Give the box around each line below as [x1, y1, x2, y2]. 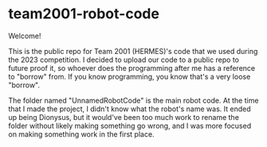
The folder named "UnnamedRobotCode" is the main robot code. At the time [8, 95, 259, 105]
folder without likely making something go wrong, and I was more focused [8, 121, 252, 130]
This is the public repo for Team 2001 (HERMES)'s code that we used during [8, 46, 258, 56]
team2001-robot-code [8, 5, 159, 23]
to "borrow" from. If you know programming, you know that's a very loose [8, 72, 251, 81]
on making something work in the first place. [8, 129, 155, 139]
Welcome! [8, 31, 41, 41]
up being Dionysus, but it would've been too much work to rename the [8, 112, 239, 122]
